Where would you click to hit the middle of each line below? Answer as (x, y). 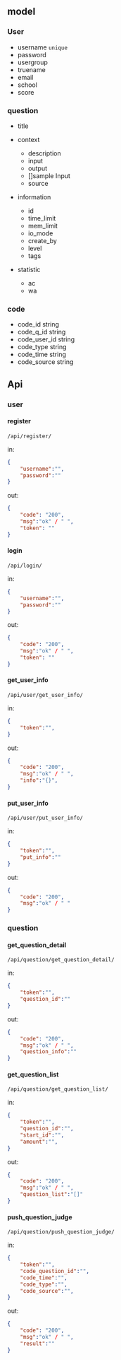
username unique (43, 47)
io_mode (40, 233)
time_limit (42, 218)
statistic (29, 269)
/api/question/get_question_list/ (58, 1089)
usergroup (32, 62)
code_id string (38, 324)
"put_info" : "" (40, 857)
